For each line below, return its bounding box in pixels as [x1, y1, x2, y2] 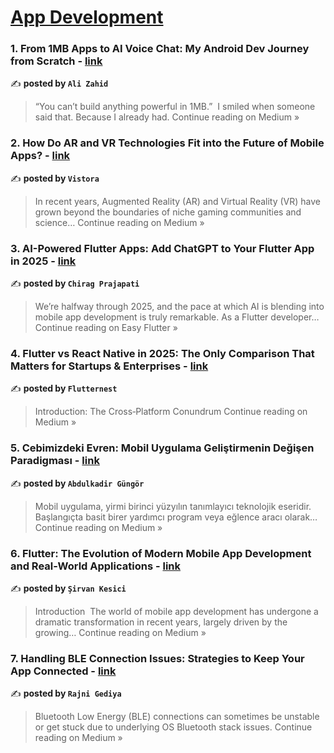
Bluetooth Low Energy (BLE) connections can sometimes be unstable [34, 711, 320, 723]
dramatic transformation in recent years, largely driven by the [34, 616, 288, 628]
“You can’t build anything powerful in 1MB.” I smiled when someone [34, 101, 316, 113]
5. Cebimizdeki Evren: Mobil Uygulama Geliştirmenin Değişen [10, 441, 315, 455]
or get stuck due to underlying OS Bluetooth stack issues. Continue [34, 721, 313, 733]
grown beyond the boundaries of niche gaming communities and [34, 206, 302, 218]
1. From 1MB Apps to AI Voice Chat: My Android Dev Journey [10, 42, 310, 56]
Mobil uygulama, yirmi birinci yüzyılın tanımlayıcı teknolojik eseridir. [34, 500, 312, 512]
